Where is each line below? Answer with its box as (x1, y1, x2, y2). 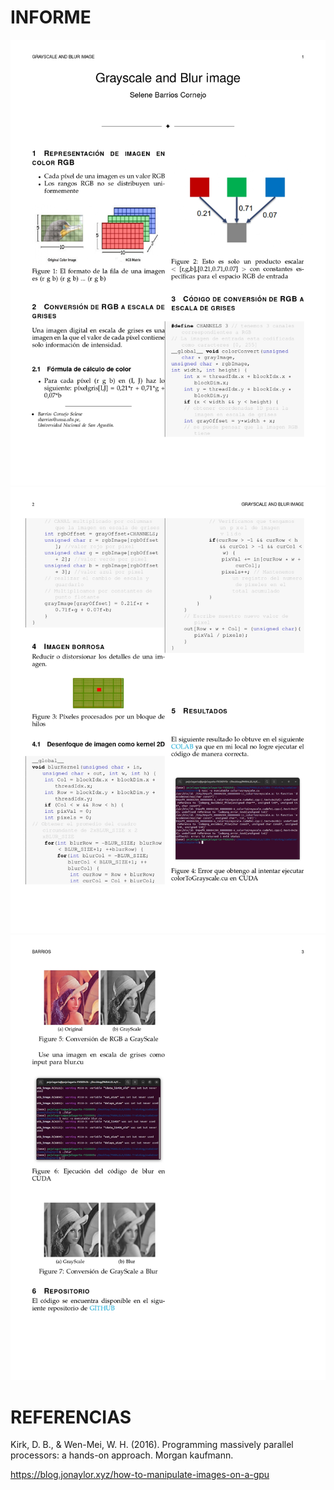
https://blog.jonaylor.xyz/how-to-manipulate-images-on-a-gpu (10, 1469, 270, 1481)
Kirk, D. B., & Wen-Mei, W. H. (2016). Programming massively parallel (10, 1439, 294, 1451)
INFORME (10, 6, 92, 29)
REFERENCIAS (10, 1406, 132, 1428)
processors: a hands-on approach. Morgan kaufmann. (10, 1449, 234, 1461)
